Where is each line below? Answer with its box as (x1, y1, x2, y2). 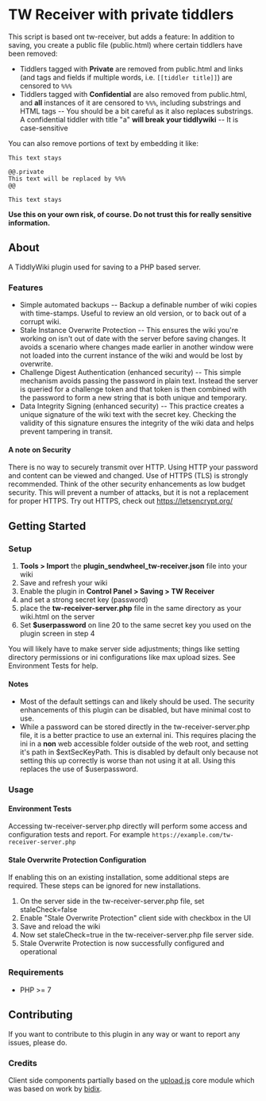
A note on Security (8, 445, 71, 454)
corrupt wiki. (19, 317, 62, 326)
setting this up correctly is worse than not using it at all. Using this (19, 756, 236, 766)
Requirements (8, 967, 64, 978)
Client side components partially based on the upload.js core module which (8, 1075, 256, 1085)
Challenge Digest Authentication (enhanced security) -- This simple (19, 368, 241, 377)
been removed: (8, 48, 58, 58)
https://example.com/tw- (152, 832, 234, 840)
